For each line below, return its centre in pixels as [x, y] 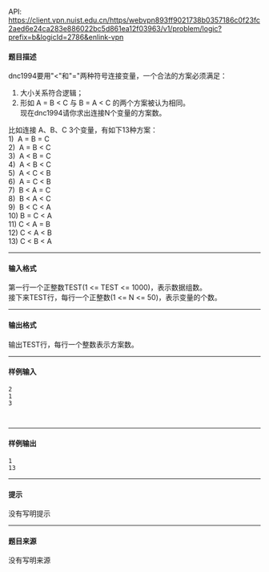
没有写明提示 [29, 513]
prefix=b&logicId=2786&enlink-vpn [66, 37]
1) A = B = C [29, 139]
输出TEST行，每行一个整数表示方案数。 [73, 344]
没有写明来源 [29, 560]
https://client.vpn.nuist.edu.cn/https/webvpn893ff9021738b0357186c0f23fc [134, 20]
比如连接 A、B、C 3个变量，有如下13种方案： [83, 130]
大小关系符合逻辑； [52, 93]
